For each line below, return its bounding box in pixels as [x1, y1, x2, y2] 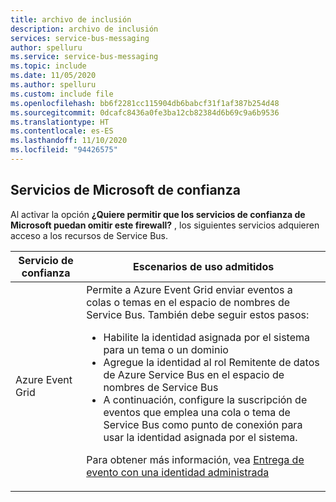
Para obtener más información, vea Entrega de [86, 452, 305, 466]
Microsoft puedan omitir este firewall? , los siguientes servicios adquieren [10, 219, 320, 231]
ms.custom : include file [10, 89, 114, 99]
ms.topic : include [10, 61, 87, 71]
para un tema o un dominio [103, 342, 229, 356]
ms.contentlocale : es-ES [10, 126, 114, 136]
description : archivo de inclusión [10, 24, 159, 34]
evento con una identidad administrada [86, 465, 270, 479]
